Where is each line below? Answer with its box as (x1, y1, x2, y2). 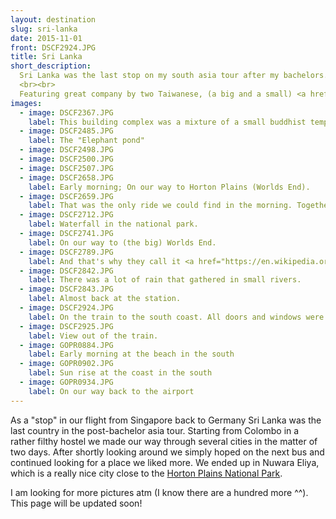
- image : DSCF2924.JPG (19, 303, 114, 313)
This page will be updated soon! (10, 497, 143, 509)
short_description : (10, 61, 92, 71)
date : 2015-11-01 (10, 33, 83, 43)
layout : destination (10, 14, 97, 25)
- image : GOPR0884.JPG (19, 340, 114, 350)
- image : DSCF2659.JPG (19, 191, 114, 201)
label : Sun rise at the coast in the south (28, 368, 213, 378)
